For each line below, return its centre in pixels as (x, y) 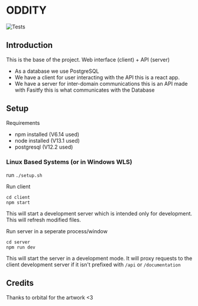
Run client (18, 186)
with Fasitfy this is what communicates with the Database (85, 90)
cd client (18, 197)
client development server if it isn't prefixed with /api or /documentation (94, 265)
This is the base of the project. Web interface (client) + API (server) (88, 59)
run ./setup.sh (24, 175)
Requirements (23, 123)
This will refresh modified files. (44, 220)
